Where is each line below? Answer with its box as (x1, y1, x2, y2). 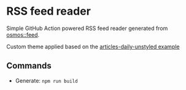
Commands (6, 61, 52, 71)
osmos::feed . (6, 31, 40, 38)
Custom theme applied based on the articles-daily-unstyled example (6, 43, 180, 50)
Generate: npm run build (15, 77, 78, 84)
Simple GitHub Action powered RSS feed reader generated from (6, 24, 168, 32)
